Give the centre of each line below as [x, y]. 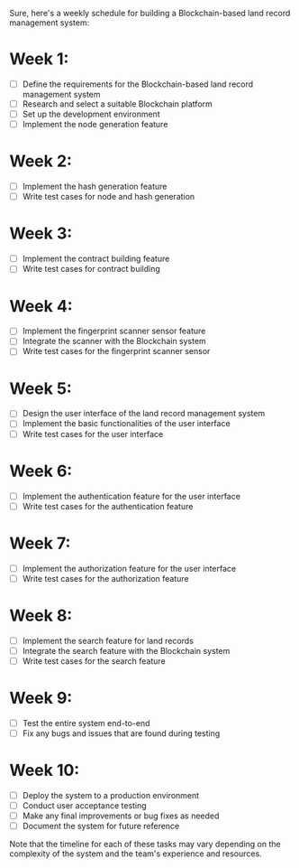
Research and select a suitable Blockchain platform [118, 104]
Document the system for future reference [101, 826]
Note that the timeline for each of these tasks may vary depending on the [145, 845]
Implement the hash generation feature [95, 187]
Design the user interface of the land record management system [144, 414]
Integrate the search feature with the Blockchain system [126, 650]
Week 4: [41, 306]
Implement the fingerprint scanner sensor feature [114, 331]
